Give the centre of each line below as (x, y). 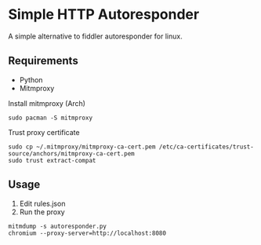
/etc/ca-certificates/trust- (207, 147)
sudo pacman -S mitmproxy (50, 118)
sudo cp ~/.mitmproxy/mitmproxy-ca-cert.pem (82, 147)
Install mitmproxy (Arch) (47, 103)
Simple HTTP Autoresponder (104, 15)
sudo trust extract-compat (52, 160)
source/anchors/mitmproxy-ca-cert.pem (71, 154)
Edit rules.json (42, 203)
